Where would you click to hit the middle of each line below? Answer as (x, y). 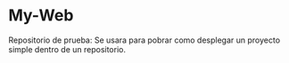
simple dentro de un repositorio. (67, 49)
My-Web (41, 16)
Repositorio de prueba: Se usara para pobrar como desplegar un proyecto (144, 40)
